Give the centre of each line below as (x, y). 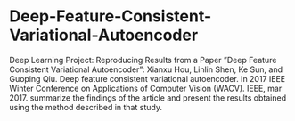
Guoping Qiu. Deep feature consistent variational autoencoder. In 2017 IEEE (147, 78)
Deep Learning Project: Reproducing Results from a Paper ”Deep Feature (143, 60)
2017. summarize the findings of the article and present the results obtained (148, 97)
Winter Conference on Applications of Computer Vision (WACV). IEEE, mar (146, 88)
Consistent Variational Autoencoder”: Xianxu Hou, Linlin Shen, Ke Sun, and (146, 69)
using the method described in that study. (86, 107)
